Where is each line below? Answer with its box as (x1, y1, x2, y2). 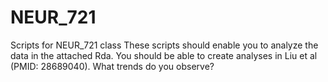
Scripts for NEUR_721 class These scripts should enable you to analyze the (10, 39, 319, 51)
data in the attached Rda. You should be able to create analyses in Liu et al (10, 49, 318, 61)
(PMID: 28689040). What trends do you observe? (10, 60, 215, 72)
